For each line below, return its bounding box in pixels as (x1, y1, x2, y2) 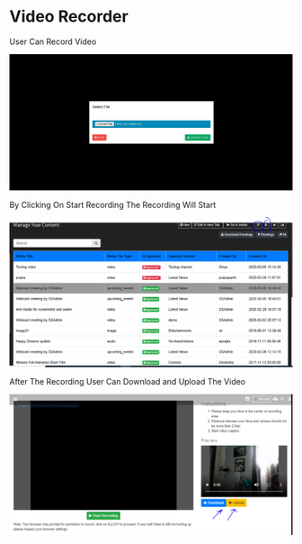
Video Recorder (9, 6, 129, 27)
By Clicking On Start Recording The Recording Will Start (9, 199, 217, 210)
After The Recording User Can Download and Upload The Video (9, 376, 246, 386)
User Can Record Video (9, 36, 97, 47)
